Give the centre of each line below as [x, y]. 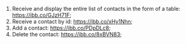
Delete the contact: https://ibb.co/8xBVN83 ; [67, 34]
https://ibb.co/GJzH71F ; [42, 15]
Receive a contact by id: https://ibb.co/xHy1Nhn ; [72, 21]
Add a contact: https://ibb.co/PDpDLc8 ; [61, 28]
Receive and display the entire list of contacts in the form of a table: [96, 9]
